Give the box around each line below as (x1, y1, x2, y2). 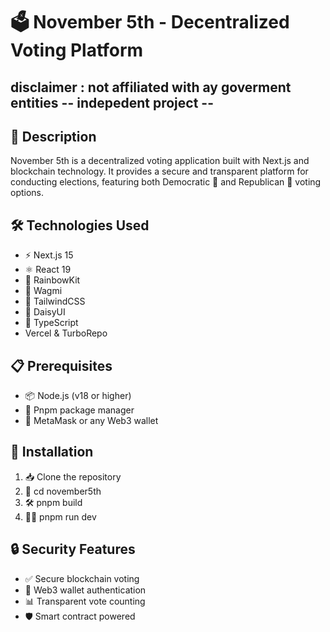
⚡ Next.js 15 (24, 249, 74, 261)
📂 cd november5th (24, 485, 102, 497)
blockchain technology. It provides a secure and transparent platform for (10, 165, 309, 178)
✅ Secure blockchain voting (24, 572, 140, 584)
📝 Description (10, 128, 97, 145)
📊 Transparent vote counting (24, 595, 146, 607)
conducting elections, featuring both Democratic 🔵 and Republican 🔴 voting (10, 176, 322, 188)
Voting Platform (10, 39, 144, 62)
